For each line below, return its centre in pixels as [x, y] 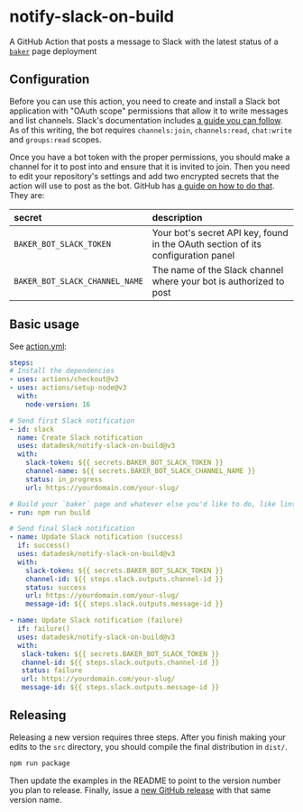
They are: [27, 195]
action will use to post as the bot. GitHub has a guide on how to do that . [142, 186]
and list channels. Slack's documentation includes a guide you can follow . [146, 120]
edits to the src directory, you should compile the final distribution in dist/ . [148, 746]
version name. [36, 799]
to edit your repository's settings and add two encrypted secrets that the [144, 176]
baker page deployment [53, 50]
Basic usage [44, 325]
